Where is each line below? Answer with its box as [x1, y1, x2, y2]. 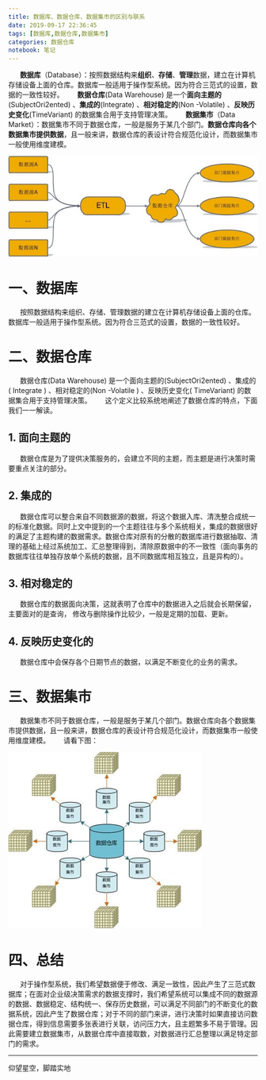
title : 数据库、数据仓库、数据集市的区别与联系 [8, 13, 146, 21]
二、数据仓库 [8, 348, 93, 366]
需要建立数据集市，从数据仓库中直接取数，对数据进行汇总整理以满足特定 [14, 1029, 251, 1038]
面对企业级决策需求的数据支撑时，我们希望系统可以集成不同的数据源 [35, 989, 258, 998]
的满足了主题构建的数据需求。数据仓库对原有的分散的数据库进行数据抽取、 [8, 531, 251, 541]
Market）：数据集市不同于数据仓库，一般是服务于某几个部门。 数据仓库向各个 [8, 120, 257, 129]
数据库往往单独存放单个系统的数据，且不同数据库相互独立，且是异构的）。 [8, 551, 248, 561]
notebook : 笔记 [8, 46, 56, 55]
